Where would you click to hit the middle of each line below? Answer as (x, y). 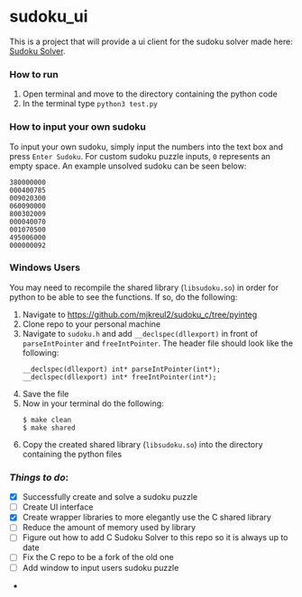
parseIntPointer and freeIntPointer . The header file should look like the (158, 343)
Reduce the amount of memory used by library (109, 528)
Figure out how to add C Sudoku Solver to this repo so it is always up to (155, 538)
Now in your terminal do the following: (93, 403)
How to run (34, 74)
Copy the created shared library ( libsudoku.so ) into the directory (142, 444)
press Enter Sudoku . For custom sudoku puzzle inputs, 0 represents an (140, 156)
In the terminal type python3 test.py (90, 104)
